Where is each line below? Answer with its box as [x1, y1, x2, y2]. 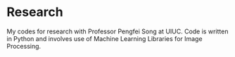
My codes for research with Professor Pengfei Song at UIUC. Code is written [6, 27, 229, 35]
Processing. [6, 42, 42, 50]
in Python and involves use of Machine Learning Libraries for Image [6, 34, 203, 42]
